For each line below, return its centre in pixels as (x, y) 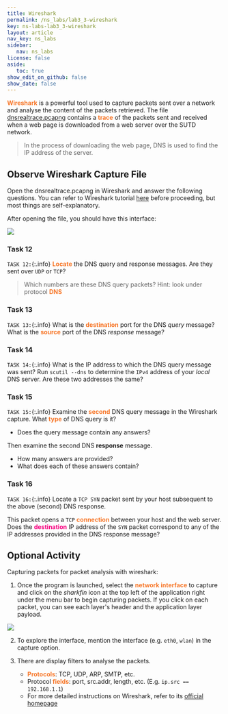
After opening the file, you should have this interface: (82, 219)
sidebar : (19, 45)
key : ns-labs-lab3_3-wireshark (52, 26)
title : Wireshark (32, 13)
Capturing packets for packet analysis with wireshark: (83, 572)
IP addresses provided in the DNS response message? (84, 534)
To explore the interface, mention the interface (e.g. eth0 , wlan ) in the (114, 641)
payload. (29, 615)
